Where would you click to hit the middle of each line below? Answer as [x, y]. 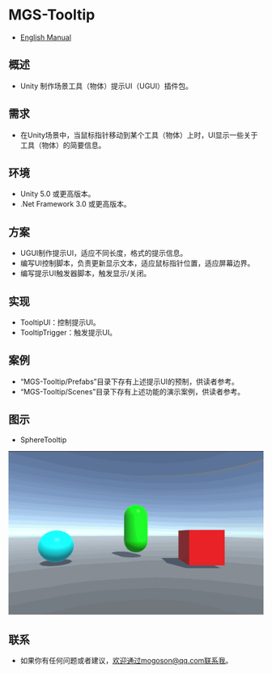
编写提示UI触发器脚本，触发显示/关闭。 [85, 274]
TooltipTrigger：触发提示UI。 [68, 332]
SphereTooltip [43, 440]
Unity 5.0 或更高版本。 [57, 194]
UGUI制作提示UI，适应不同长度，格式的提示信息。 [104, 253]
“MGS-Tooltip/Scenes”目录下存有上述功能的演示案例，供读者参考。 [132, 391]
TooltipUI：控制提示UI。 [60, 322]
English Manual [45, 37]
